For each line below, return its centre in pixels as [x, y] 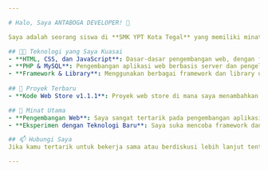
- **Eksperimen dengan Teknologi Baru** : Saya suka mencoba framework [128, 125]
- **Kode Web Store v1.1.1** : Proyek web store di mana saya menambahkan [134, 96]
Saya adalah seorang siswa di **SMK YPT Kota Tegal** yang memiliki [124, 37]
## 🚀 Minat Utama [37, 110]
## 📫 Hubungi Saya [40, 140]
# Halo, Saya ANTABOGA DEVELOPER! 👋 [69, 22]
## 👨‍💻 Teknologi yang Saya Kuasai [66, 51]
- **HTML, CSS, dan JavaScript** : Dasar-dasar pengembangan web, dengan [132, 59]
